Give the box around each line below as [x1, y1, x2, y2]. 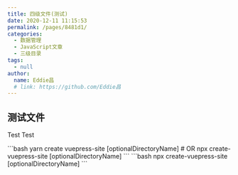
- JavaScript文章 [13, 43, 63, 51]
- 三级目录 [13, 51, 42, 58]
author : [7, 70, 31, 77]
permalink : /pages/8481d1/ [7, 23, 87, 31]
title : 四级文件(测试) [7, 10, 68, 18]
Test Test [7, 131, 35, 139]
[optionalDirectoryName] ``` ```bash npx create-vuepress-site [49, 152, 228, 161]
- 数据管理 [13, 37, 42, 44]
